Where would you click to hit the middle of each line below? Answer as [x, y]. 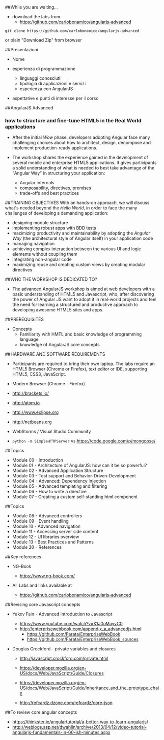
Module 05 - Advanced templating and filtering [60, 486]
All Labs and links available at [42, 585]
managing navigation [33, 244]
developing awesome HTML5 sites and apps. [58, 310]
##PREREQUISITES [25, 319]
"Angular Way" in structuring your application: [59, 173]
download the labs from [36, 17]
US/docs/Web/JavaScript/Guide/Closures [62, 673]
